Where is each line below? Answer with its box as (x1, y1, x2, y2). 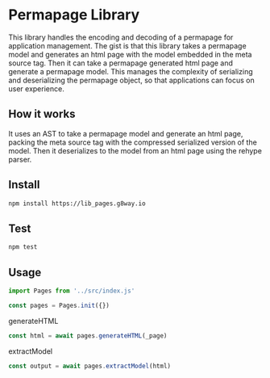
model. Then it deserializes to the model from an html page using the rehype (8, 145, 262, 155)
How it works (8, 107, 76, 121)
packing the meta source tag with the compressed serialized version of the (8, 137, 258, 147)
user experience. (8, 83, 64, 94)
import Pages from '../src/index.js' (8, 287, 135, 295)
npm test (8, 243, 38, 251)
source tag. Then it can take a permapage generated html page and (8, 58, 234, 68)
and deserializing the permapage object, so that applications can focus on (8, 75, 255, 85)
